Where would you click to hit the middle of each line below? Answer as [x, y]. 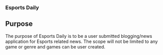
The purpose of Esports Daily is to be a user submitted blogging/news [79, 36]
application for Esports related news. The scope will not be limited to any [81, 41]
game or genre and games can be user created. [55, 46]
